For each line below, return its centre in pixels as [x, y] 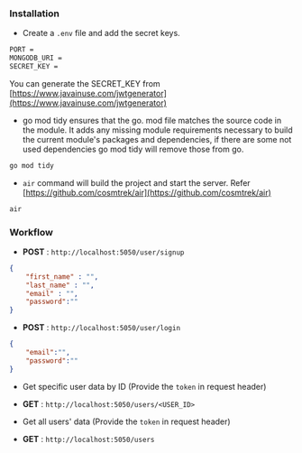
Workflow [32, 232]
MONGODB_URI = [36, 58]
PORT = [22, 50]
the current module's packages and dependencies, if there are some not [157, 139]
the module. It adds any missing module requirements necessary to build [157, 130]
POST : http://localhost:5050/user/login [101, 328]
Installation [35, 14]
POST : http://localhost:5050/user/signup [103, 252]
